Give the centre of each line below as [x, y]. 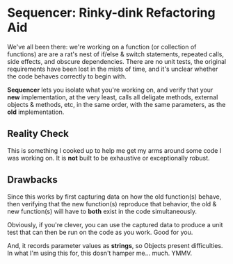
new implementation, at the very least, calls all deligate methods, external [113, 97]
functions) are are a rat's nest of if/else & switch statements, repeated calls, [116, 54]
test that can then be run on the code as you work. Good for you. [100, 232]
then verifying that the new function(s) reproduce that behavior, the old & [112, 204]
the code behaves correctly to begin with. [67, 76]
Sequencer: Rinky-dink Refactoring [111, 13]
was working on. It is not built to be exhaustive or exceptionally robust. [109, 158]
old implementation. [36, 112]
